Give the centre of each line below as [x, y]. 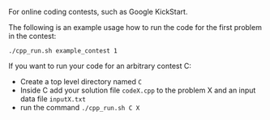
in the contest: [32, 36]
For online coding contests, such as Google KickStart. [98, 12]
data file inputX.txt [53, 99]
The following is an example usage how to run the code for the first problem [135, 27]
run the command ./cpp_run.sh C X [80, 107]
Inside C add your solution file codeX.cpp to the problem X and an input [138, 90]
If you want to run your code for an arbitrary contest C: [100, 66]
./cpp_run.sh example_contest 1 [63, 51]
